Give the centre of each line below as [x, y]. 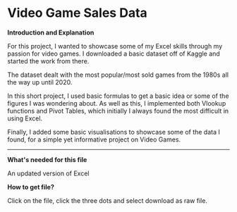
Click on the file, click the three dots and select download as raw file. [108, 200]
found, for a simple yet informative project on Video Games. [94, 139]
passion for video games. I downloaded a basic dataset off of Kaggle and [114, 54]
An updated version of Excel [48, 173]
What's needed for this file [47, 159]
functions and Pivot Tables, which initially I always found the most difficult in [118, 111]
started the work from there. [48, 61]
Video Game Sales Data [78, 13]
